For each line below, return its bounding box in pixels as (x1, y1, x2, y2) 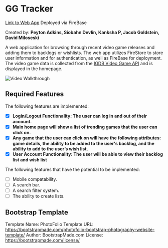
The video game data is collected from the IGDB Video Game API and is (5, 60, 153, 66)
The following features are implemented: (5, 103, 89, 109)
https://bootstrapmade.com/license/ (5, 237, 80, 243)
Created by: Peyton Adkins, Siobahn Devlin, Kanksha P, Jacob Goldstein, (5, 29, 159, 35)
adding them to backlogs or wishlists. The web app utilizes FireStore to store (5, 50, 163, 56)
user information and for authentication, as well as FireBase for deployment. (5, 55, 162, 61)
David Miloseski (5, 35, 39, 41)
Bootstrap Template (5, 208, 69, 216)
